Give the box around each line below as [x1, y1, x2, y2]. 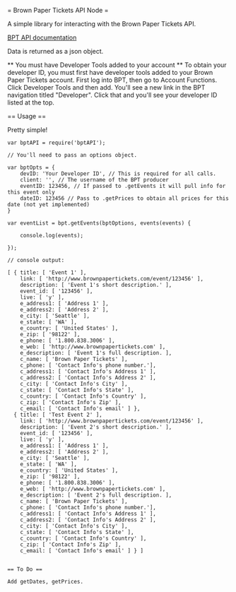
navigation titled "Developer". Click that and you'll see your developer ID [7, 91, 218, 99]
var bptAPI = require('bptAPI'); [7, 139, 106, 146]
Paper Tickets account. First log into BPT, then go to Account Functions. [7, 76, 218, 84]
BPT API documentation [7, 33, 77, 42]
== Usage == [7, 112, 47, 120]
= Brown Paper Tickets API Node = [7, 6, 109, 14]
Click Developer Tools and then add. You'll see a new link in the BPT [7, 83, 206, 91]
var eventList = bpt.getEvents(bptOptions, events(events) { [7, 220, 191, 227]
